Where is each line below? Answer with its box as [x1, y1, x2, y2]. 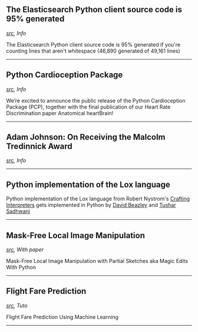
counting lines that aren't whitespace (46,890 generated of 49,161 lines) [6, 47, 181, 54]
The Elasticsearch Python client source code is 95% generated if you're [6, 41, 181, 48]
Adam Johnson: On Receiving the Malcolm [6, 132, 166, 142]
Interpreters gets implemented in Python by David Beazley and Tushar [6, 202, 176, 209]
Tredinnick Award [6, 142, 72, 152]
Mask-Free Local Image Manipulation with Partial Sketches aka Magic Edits [6, 258, 189, 265]
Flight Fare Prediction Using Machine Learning [6, 313, 119, 320]
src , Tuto [6, 302, 28, 309]
